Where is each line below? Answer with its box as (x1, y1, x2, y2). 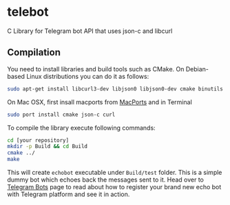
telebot (7, 4, 50, 20)
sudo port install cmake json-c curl (7, 111, 116, 118)
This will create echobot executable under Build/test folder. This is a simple (7, 169, 222, 176)
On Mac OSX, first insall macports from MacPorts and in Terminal (7, 97, 193, 106)
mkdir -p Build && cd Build (7, 143, 88, 150)
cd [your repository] (7, 136, 70, 144)
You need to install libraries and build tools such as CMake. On (7, 64, 185, 73)
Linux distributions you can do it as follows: (26, 72, 149, 80)
